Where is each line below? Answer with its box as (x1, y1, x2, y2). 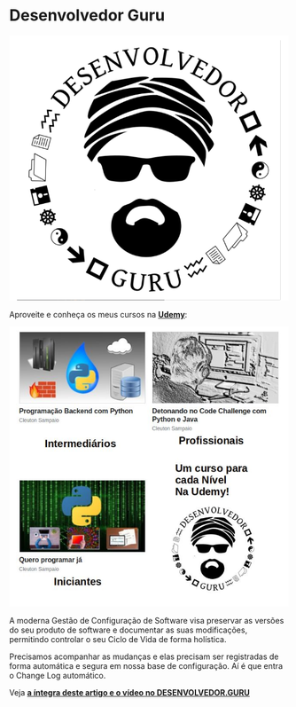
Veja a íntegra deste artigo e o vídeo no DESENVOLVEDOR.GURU (9, 687, 251, 698)
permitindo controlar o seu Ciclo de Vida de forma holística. (9, 634, 227, 645)
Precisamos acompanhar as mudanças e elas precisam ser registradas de (9, 651, 279, 662)
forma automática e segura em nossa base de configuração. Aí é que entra (9, 661, 284, 672)
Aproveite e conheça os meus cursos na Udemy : (9, 310, 188, 320)
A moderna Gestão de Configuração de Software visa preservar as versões (9, 616, 284, 626)
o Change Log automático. (9, 671, 106, 681)
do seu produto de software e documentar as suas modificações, (9, 625, 248, 635)
